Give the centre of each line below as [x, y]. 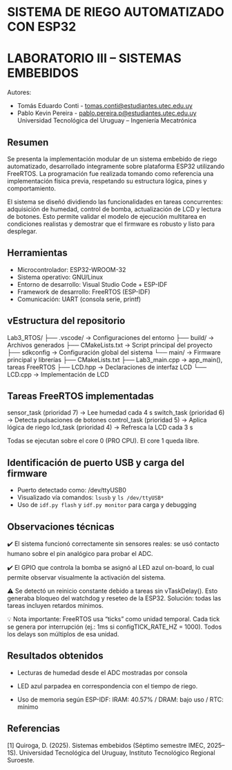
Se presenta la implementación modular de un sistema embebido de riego [112, 159]
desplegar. [22, 231]
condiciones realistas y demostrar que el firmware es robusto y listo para [111, 224]
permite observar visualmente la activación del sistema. [86, 577]
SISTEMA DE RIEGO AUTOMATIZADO [116, 12]
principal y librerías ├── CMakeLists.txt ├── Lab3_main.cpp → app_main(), [115, 359]
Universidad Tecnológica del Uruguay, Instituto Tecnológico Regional [117, 753]
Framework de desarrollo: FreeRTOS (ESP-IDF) [84, 292]
